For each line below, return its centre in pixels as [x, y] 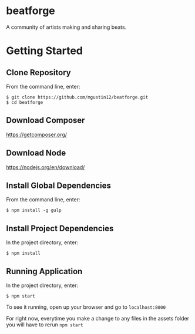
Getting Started [45, 51]
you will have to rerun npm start [45, 325]
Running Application [44, 271]
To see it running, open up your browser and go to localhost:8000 [86, 307]
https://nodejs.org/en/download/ [46, 167]
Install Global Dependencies [59, 185]
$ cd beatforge [25, 102]
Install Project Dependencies [60, 228]
